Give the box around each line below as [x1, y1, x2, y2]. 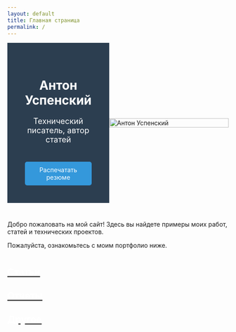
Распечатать [39, 166, 77, 174]
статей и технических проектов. [7, 227, 104, 236]
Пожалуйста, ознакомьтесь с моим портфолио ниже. [7, 241, 167, 249]
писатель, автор [27, 125, 90, 135]
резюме [46, 173, 71, 181]
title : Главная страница [7, 17, 80, 24]
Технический [33, 116, 84, 126]
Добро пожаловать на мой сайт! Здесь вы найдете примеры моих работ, [7, 220, 228, 228]
